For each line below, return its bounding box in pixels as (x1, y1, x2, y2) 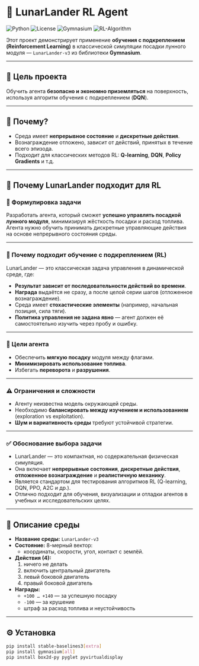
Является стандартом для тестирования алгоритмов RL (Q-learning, (14, 478, 187, 485)
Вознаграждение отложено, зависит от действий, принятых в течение (14, 139, 193, 146)
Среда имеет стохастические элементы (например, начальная (14, 301, 178, 308)
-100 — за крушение (23, 598, 75, 606)
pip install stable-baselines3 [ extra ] (6, 643, 102, 649)
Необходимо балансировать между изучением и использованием (14, 406, 188, 414)
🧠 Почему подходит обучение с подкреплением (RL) (6, 251, 167, 259)
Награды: (14, 586, 40, 593)
